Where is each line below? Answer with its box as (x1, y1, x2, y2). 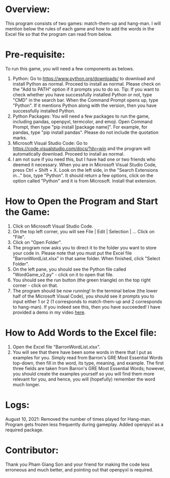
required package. (5, 427, 44, 433)
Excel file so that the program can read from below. (5, 31, 113, 37)
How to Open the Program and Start (5, 196, 158, 207)
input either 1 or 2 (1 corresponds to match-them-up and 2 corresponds (12, 298, 162, 305)
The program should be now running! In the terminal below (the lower (12, 287, 158, 293)
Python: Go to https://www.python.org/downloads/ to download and (12, 75, 155, 82)
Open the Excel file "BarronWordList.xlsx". (12, 344, 100, 350)
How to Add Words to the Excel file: (5, 327, 157, 338)
